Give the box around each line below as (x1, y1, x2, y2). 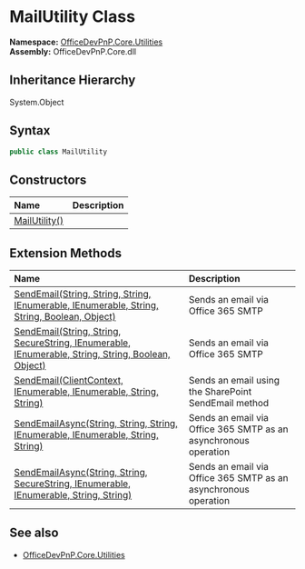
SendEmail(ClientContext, (14, 374, 124, 387)
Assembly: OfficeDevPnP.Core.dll (9, 45, 137, 56)
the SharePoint (188, 385, 252, 398)
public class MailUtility (9, 147, 107, 156)
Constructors (9, 172, 87, 187)
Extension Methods (9, 245, 123, 261)
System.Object (9, 96, 64, 107)
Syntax (9, 123, 51, 138)
